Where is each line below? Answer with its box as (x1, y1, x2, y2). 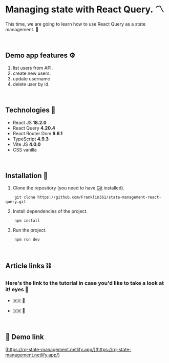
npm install (14, 218, 40, 223)
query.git (5, 199, 27, 204)
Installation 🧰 (5, 171, 48, 180)
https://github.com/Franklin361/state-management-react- (37, 195, 161, 200)
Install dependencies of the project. (12, 208, 88, 215)
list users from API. (12, 65, 53, 71)
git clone (14, 195, 36, 200)
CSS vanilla (12, 146, 37, 153)
